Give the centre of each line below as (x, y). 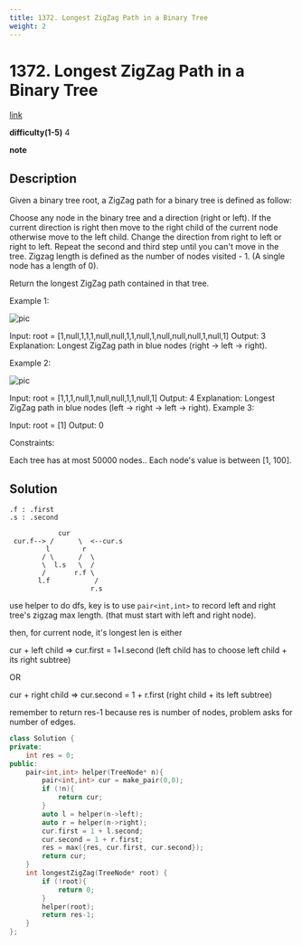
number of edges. (43, 722)
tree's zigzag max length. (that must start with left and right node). (133, 615)
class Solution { (42, 739)
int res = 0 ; (50, 755)
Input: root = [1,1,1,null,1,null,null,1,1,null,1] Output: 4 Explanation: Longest (142, 398)
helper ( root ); (68, 907)
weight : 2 (28, 26)
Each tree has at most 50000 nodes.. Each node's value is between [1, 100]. (151, 460)
